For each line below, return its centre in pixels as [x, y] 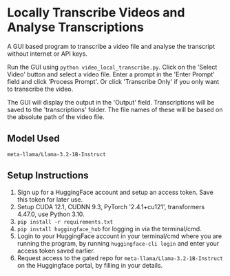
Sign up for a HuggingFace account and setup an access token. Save [115, 192]
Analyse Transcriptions [76, 27]
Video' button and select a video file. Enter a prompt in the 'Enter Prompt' [111, 74]
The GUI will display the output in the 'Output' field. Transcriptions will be [111, 102]
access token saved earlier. [56, 251]
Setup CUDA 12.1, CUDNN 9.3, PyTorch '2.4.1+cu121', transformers [111, 206]
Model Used [33, 139]
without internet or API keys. [48, 54]
